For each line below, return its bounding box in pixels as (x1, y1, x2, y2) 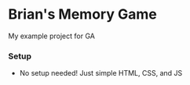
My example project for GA (8, 31, 96, 41)
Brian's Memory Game (8, 5, 157, 23)
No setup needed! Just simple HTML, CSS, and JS (19, 69, 183, 78)
